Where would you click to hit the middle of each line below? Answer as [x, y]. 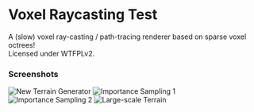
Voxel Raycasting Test [83, 15]
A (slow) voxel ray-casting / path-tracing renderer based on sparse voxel [127, 37]
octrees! [22, 44]
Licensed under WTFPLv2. [52, 53]
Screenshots [33, 74]
